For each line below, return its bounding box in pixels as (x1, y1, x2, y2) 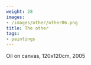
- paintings (6, 36, 35, 42)
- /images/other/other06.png (6, 19, 78, 25)
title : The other (6, 25, 49, 31)
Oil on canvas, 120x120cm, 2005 (6, 53, 86, 59)
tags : (6, 31, 19, 37)
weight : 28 (6, 8, 33, 15)
